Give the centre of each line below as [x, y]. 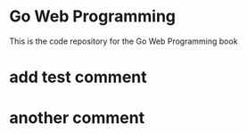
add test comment [78, 77]
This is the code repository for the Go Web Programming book [123, 41]
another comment [77, 118]
